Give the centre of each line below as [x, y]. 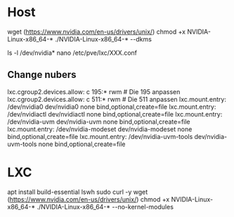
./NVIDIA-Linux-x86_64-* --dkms [104, 39]
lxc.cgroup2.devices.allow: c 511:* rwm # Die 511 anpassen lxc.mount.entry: [117, 99]
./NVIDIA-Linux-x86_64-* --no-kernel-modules [105, 206]
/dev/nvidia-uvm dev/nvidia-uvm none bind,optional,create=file [99, 121]
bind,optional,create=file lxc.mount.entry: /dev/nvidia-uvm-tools [100, 136]
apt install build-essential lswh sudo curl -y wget [78, 192]
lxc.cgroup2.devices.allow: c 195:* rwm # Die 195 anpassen [94, 91]
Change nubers [42, 75]
